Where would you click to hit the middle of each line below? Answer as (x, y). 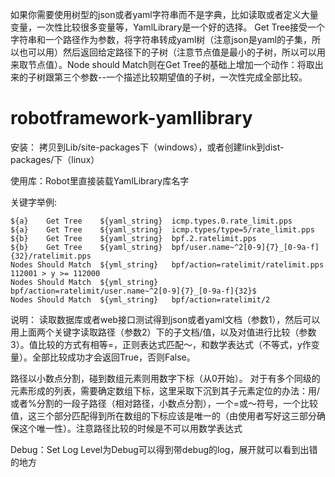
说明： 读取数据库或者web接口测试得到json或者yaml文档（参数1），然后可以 (165, 319)
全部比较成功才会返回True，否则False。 (113, 357)
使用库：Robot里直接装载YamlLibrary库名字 (100, 180)
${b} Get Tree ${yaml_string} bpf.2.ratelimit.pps (133, 238)
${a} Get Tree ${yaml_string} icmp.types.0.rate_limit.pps (151, 221)
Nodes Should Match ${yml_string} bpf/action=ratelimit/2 (140, 299)
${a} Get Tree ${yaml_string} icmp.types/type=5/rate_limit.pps (162, 229)
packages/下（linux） (55, 159)
